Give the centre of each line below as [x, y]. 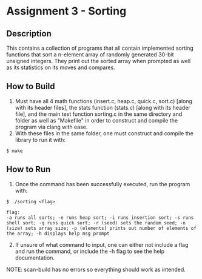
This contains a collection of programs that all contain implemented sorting [100, 48]
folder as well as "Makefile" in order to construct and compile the [96, 120]
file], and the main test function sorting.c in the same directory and [99, 114]
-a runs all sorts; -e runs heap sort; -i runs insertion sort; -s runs [100, 217]
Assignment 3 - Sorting [66, 11]
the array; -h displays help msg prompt [58, 234]
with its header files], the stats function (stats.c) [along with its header [103, 107]
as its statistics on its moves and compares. [61, 67]
